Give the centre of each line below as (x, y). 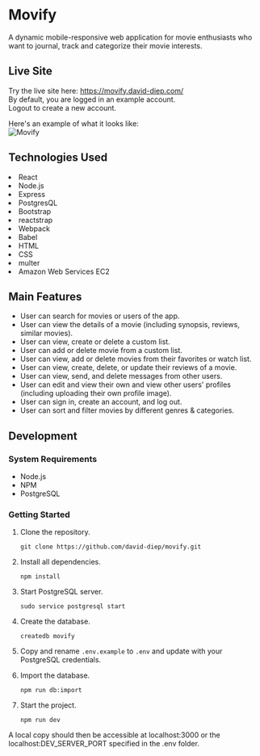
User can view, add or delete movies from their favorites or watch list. (136, 359)
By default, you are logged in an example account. (92, 99)
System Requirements (53, 459)
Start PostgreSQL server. (61, 592)
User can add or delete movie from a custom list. (101, 351)
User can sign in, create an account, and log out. (101, 402)
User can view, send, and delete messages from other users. (121, 376)
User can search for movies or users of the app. (100, 316)
